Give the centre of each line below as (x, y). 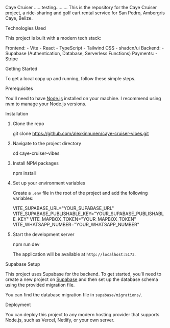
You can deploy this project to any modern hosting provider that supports (82, 314)
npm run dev (26, 244)
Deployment (18, 304)
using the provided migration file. (40, 285)
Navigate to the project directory (47, 143)
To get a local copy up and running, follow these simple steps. (70, 78)
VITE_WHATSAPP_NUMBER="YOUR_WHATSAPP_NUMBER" (76, 225)
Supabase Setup (23, 264)
